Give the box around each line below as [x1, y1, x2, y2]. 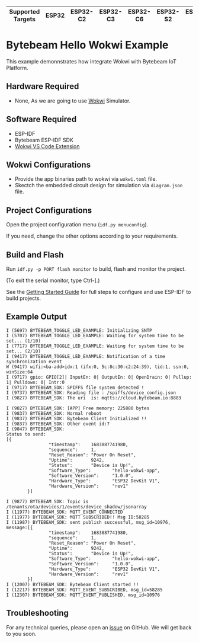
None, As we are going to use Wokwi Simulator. [14, 97, 131, 104]
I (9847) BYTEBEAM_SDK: [6, 426, 65, 432]
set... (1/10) [6, 338, 41, 344]
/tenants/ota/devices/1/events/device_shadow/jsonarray [6, 504, 147, 510]
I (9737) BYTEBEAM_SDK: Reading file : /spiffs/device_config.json [6, 389, 176, 396]
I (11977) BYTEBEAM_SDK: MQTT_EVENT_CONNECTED [6, 509, 123, 515]
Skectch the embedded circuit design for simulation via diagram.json [14, 182, 183, 189]
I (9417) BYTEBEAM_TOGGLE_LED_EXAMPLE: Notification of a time [6, 353, 166, 359]
